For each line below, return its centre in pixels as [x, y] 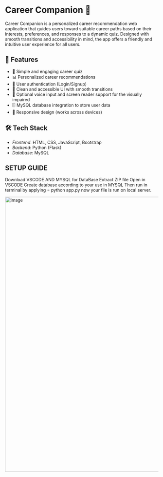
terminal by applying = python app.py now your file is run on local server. [78, 190]
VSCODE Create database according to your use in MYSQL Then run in [76, 185]
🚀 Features [22, 60]
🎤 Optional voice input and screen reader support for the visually [77, 94]
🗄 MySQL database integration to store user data [61, 105]
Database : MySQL [31, 152]
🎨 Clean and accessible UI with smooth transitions [62, 89]
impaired [21, 99]
